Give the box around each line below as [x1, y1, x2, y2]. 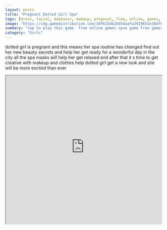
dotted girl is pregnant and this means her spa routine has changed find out [5, 44, 160, 50]
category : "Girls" [5, 30, 43, 35]
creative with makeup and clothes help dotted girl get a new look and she [5, 60, 155, 65]
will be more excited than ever [5, 65, 67, 71]
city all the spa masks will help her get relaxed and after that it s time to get [5, 55, 159, 60]
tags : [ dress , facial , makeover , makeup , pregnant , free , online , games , [5, 16, 161, 21]
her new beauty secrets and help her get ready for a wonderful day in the [5, 49, 155, 55]
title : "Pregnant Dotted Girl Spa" [5, 12, 79, 17]
